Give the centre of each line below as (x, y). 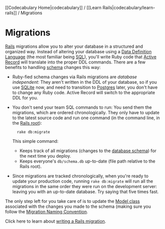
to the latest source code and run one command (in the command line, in (86, 118)
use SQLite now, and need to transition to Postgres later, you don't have (85, 87)
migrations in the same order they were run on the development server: (84, 186)
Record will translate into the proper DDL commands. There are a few (75, 62)
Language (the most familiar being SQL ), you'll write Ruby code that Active (81, 57)
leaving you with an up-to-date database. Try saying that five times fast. (85, 192)
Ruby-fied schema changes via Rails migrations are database (74, 77)
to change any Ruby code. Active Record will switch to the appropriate (83, 92)
